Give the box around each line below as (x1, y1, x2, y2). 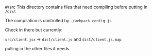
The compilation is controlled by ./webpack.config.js (5, 18, 112, 23)
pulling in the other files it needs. (5, 46, 70, 51)
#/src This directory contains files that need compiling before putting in (5, 4, 148, 10)
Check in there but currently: (5, 27, 63, 33)
